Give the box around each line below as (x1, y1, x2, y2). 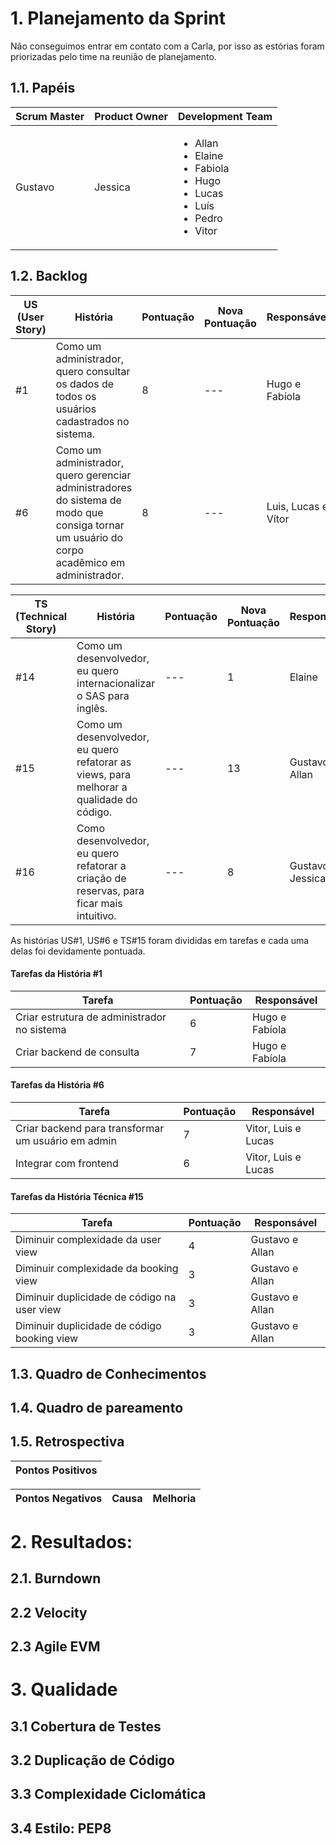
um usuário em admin (15, 1133, 117, 1147)
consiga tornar (55, 518, 125, 532)
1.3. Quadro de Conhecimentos (10, 1365, 207, 1382)
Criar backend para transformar (15, 1121, 165, 1135)
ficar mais (76, 896, 123, 910)
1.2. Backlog (10, 268, 88, 285)
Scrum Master (15, 109, 85, 123)
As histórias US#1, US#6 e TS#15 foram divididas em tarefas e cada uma (10, 934, 310, 946)
